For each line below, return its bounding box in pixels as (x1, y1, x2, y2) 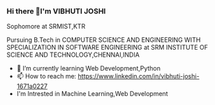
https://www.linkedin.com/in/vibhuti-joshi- (77, 72, 200, 80)
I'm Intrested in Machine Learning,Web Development (16, 90, 168, 98)
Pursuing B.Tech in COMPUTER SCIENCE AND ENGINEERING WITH (6, 36, 201, 44)
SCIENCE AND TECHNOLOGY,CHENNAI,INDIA (6, 50, 140, 59)
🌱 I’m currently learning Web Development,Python (16, 64, 161, 73)
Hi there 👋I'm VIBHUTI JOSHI (6, 6, 106, 16)
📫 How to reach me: (16, 72, 77, 80)
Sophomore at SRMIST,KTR (6, 22, 86, 31)
